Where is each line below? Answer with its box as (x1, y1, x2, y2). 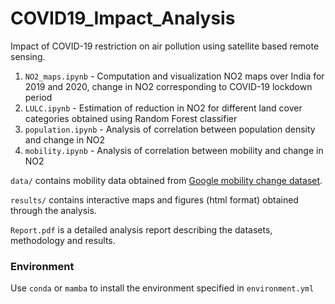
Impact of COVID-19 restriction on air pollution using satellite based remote (10, 40, 320, 52)
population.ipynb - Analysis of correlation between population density (24, 123, 316, 135)
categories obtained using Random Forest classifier (24, 112, 238, 124)
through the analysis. (10, 204, 97, 216)
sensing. (10, 50, 46, 62)
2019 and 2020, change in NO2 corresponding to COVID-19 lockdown (24, 80, 313, 92)
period (24, 91, 53, 103)
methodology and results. (10, 234, 116, 246)
